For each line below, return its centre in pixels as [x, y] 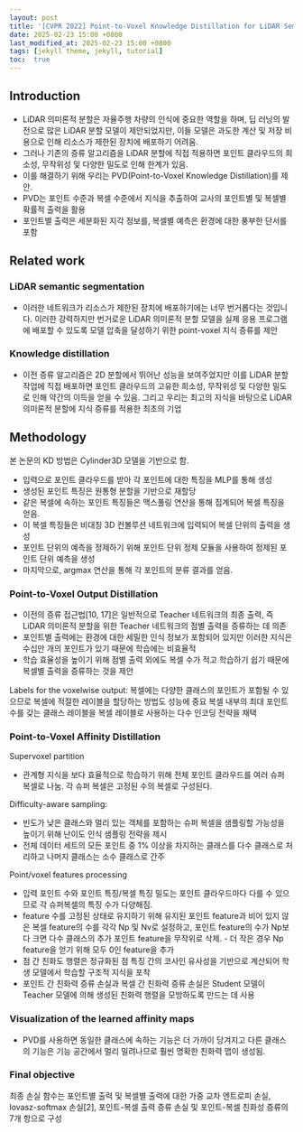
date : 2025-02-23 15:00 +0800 [66, 34]
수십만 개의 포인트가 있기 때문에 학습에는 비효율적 [109, 648]
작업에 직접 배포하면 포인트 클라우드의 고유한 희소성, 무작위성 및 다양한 [146, 385]
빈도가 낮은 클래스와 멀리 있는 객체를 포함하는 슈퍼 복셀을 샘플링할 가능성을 [154, 823]
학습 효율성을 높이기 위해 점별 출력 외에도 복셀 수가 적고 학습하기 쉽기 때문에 [156, 659]
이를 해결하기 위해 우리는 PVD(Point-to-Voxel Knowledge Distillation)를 [151, 175]
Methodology [48, 437]
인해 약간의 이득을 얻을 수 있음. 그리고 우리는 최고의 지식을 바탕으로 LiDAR [162, 397]
